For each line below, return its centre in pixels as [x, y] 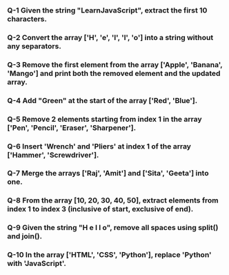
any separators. [34, 46]
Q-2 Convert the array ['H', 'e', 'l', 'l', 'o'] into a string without [110, 37]
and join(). [25, 236]
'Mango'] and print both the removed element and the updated [114, 73]
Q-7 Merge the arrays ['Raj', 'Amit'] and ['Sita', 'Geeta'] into [108, 173]
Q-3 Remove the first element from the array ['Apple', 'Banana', [115, 64]
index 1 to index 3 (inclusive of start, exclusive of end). [100, 209]
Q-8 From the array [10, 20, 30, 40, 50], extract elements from [113, 200]
